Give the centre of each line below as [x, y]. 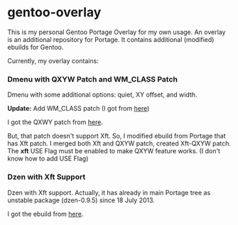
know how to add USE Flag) [48, 159]
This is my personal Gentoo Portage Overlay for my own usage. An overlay [117, 32]
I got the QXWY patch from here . [55, 122]
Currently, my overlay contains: [53, 60]
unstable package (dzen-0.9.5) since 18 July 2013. [81, 200]
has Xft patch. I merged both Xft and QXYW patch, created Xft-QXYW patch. [119, 143]
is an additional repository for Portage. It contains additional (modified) [111, 39]
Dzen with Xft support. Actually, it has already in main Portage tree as [109, 192]
